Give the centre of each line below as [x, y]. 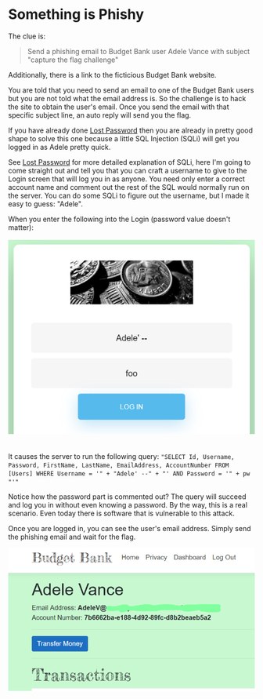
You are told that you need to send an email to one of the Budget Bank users [131, 90]
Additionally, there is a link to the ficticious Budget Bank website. [112, 75]
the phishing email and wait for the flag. [72, 537]
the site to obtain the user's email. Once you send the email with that [119, 107]
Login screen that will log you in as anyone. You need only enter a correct [126, 179]
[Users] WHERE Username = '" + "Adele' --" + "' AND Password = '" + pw [129, 473]
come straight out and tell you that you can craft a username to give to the [128, 170]
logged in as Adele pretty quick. [59, 147]
